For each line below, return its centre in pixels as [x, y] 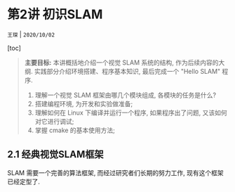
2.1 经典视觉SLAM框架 [55, 154]
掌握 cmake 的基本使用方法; [75, 130]
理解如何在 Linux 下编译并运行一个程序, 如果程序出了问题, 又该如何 [131, 113]
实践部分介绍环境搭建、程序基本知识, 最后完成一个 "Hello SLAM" [127, 71]
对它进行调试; [54, 121]
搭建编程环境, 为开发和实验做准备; [84, 103]
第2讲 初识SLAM [55, 14]
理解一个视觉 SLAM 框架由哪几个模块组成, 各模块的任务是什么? [125, 95]
